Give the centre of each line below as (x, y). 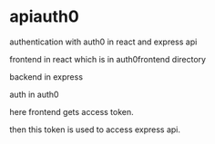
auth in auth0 (34, 94)
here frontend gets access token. (72, 111)
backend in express (46, 77)
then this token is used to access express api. (95, 130)
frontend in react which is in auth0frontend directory (108, 59)
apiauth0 (44, 17)
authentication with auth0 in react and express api (103, 42)
